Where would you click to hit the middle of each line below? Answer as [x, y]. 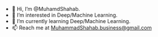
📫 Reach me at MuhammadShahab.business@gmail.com [82, 28]
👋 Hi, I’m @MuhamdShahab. [46, 9]
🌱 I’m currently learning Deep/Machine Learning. [71, 21]
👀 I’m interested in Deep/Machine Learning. [65, 15]
